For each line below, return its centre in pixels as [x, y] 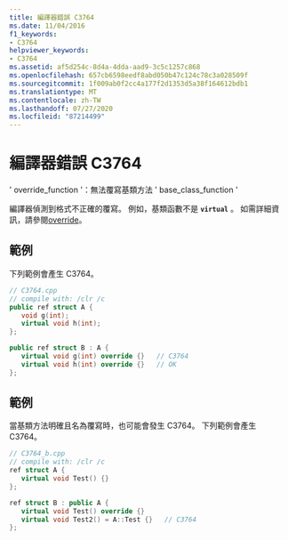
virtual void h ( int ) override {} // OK [99, 364]
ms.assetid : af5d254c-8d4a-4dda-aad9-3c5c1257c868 [105, 68]
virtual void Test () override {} [83, 511]
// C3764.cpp [33, 290]
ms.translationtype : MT [53, 92]
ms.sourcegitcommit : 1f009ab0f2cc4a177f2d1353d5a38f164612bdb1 [129, 84]
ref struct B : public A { [59, 503]
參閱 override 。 [60, 220]
